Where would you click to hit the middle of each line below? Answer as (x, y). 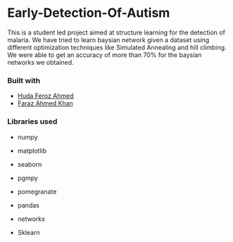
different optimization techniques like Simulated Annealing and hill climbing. (117, 47)
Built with (24, 80)
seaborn (30, 164)
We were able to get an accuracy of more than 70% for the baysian (105, 55)
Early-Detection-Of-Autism (89, 13)
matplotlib (32, 151)
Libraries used (32, 122)
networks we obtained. (40, 62)
